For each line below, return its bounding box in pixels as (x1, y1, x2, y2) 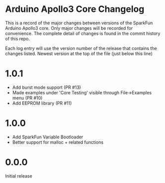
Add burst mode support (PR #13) (12, 84, 81, 90)
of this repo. (5, 36, 30, 42)
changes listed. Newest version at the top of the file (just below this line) (5, 51, 153, 57)
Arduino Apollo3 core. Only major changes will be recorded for (5, 25, 133, 31)
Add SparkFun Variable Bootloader (12, 134, 83, 140)
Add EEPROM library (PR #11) (12, 100, 72, 106)
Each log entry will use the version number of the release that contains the (5, 45, 157, 51)
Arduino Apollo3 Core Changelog (5, 3, 145, 15)
